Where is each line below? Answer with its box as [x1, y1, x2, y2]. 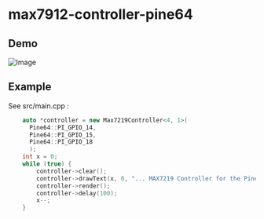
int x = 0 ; [22, 153, 58, 161]
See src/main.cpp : [8, 100, 69, 111]
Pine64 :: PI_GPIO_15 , [28, 131, 97, 139]
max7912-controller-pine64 [8, 5, 194, 24]
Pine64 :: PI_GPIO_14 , [28, 123, 97, 131]
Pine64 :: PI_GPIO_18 [28, 138, 93, 146]
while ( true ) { [22, 160, 72, 168]
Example [8, 80, 52, 93]
